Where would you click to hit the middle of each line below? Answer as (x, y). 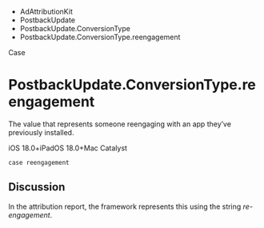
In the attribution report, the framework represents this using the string (125, 206)
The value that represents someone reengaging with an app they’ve (120, 124)
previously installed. (41, 132)
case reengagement (39, 162)
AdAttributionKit (46, 12)
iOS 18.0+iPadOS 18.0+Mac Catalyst (68, 148)
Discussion (37, 187)
